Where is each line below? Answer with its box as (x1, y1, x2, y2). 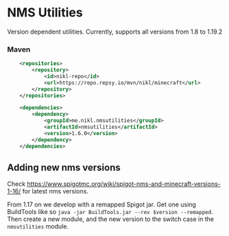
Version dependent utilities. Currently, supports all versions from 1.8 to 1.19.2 (7, 27, 223, 36)
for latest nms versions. (22, 187, 89, 196)
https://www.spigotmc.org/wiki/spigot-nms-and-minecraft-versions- (27, 180, 221, 188)
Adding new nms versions (7, 162, 121, 173)
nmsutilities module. (7, 222, 69, 231)
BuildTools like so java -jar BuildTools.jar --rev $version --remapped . (7, 208, 214, 216)
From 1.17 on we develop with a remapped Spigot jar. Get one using (7, 200, 197, 209)
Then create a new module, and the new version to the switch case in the (7, 215, 215, 224)
